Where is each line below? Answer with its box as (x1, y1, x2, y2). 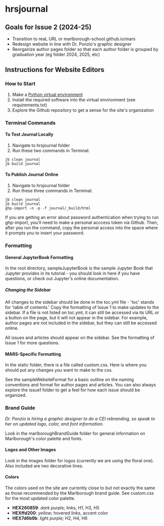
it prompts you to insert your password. (5, 230, 85, 236)
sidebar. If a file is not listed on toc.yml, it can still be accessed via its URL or (5, 310, 159, 315)
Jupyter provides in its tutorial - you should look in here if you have (5, 270, 141, 276)
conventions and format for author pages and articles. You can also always (5, 382, 156, 388)
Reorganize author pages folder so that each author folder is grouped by (12, 47, 159, 52)
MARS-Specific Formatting (5, 351, 61, 357)
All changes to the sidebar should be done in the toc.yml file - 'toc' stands (5, 299, 154, 305)
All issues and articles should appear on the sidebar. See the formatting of (5, 335, 155, 341)
